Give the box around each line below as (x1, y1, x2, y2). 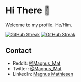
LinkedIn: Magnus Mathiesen (12, 71, 74, 77)
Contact (5, 46, 32, 55)
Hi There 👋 (5, 5, 50, 16)
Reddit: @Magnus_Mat (12, 60, 61, 66)
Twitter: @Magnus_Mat (12, 65, 62, 71)
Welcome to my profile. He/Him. (5, 22, 72, 28)
